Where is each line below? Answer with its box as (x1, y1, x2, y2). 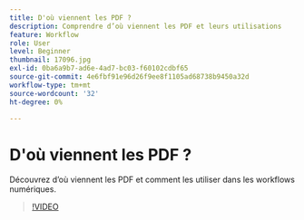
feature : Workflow (9, 30, 79, 39)
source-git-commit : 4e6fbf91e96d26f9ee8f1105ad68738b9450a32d (9, 72, 250, 81)
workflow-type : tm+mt (9, 81, 92, 90)
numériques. (9, 184, 57, 195)
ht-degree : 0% (9, 97, 64, 107)
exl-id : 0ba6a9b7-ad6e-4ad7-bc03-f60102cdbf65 (9, 64, 189, 73)
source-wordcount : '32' (9, 89, 100, 98)
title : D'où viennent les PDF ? (9, 13, 132, 23)
